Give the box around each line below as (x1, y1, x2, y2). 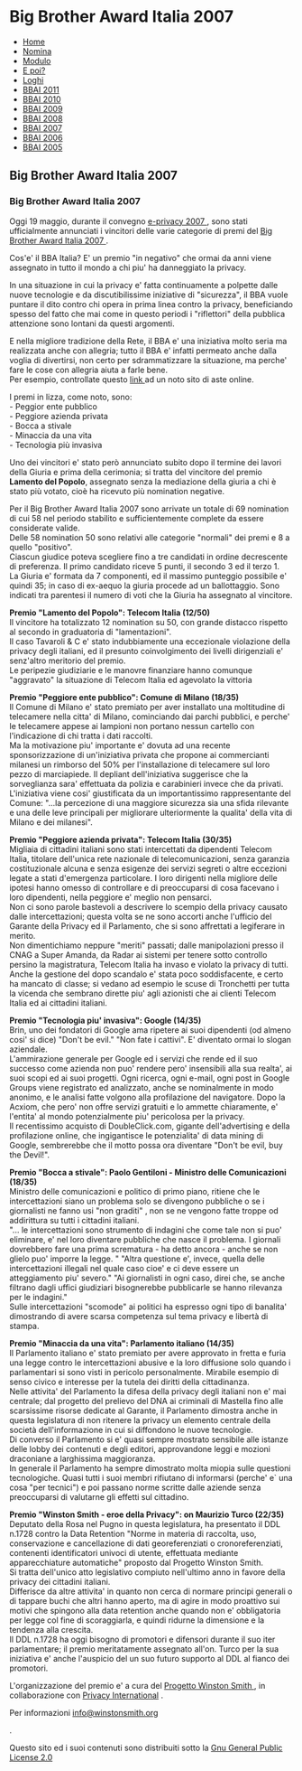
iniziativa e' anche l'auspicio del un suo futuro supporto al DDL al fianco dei (9, 1653, 290, 1663)
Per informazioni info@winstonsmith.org (9, 1707, 159, 1718)
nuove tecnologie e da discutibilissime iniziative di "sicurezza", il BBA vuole (9, 289, 288, 300)
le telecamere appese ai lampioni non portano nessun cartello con (9, 720, 255, 731)
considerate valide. (9, 522, 81, 533)
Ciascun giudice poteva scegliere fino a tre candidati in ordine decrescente (9, 551, 288, 562)
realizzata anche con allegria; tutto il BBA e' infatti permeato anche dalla (9, 345, 277, 356)
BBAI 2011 (22, 84, 60, 95)
